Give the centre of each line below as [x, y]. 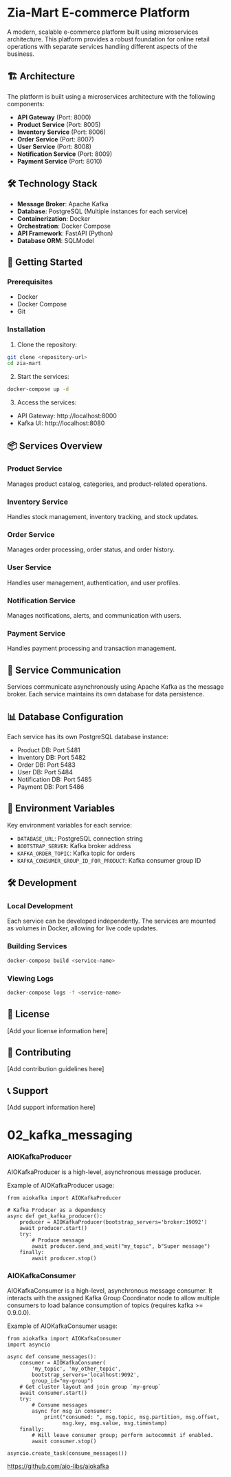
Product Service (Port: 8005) [59, 124]
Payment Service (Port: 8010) [59, 161]
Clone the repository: [47, 344]
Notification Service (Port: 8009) [65, 154]
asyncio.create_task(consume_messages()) [67, 1454]
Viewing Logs [30, 978]
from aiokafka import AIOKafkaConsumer [64, 1339]
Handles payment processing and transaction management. [92, 648]
